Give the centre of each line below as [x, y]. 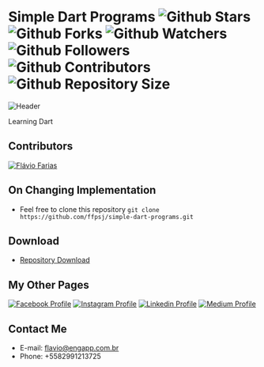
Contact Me [38, 329]
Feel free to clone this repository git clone [89, 209]
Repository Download [55, 260]
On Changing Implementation [82, 190]
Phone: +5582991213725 [60, 356]
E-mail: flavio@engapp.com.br [69, 348]
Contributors [41, 146]
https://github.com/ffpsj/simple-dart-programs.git [106, 217]
